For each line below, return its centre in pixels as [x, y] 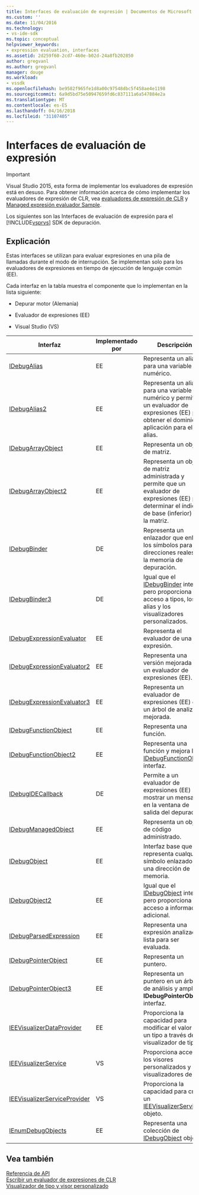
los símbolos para [168, 545]
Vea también [30, 1159]
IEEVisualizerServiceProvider [49, 1099]
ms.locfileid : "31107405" [38, 116]
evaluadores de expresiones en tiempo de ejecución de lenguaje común [94, 268]
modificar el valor [168, 1028]
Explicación [28, 241]
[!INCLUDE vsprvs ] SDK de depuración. [54, 223]
